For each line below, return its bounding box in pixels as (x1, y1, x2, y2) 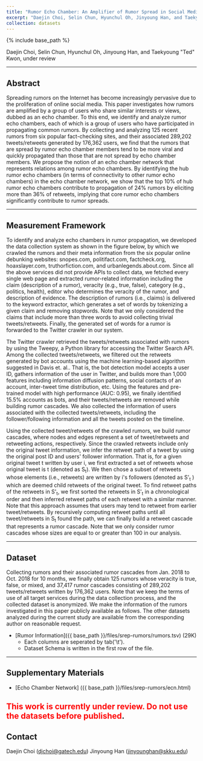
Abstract (6, 78, 40, 88)
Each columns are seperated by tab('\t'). (24, 638, 125, 645)
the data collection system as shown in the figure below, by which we (6, 243, 179, 250)
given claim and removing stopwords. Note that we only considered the (6, 307, 184, 314)
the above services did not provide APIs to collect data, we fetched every (6, 269, 189, 275)
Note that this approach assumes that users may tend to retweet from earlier (6, 502, 197, 509)
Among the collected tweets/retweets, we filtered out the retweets (6, 351, 172, 358)
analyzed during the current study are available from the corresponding (6, 614, 184, 621)
